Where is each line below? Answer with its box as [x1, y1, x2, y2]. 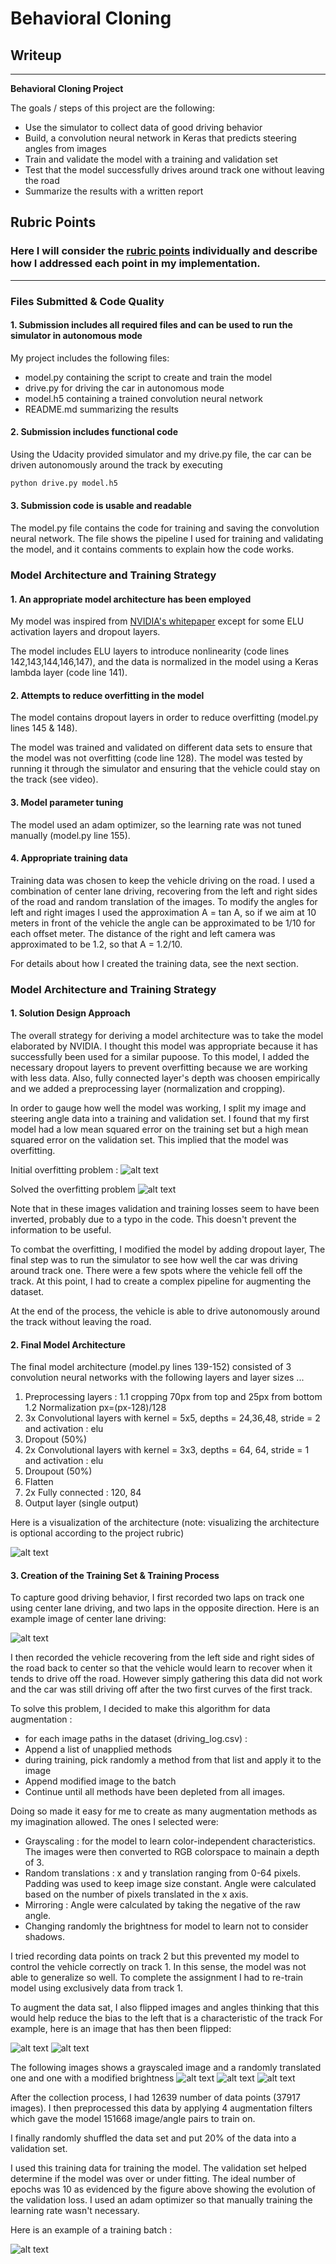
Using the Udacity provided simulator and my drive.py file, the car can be [10, 448, 312, 461]
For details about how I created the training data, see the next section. [10, 957, 299, 969]
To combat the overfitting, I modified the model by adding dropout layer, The [10, 1243, 326, 1255]
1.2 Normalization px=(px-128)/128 [24, 1402, 167, 1414]
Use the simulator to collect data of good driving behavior [24, 122, 263, 133]
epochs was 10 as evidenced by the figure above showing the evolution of [10, 2183, 316, 2196]
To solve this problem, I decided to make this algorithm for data [10, 1703, 271, 1715]
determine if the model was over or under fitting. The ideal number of [10, 2173, 297, 2185]
